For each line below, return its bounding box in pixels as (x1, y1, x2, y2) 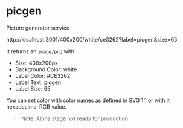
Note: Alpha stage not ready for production (21, 115, 129, 122)
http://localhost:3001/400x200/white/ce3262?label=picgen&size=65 (6, 36, 178, 43)
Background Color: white (14, 65, 77, 73)
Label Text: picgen (14, 78, 62, 86)
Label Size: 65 (14, 85, 51, 92)
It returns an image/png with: (6, 47, 76, 55)
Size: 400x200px (14, 59, 59, 66)
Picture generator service (6, 24, 70, 31)
